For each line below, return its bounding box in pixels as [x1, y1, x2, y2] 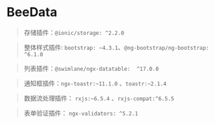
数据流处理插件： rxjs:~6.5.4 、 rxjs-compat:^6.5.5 [23, 94, 175, 102]
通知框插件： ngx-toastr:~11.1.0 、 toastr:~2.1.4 [23, 78, 167, 88]
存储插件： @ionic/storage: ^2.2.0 [23, 28, 124, 36]
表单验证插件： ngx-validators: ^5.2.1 [23, 109, 138, 117]
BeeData [6, 4, 58, 20]
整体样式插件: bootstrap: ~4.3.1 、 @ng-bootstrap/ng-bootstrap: [23, 43, 209, 51]
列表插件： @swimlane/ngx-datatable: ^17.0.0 [23, 64, 159, 72]
